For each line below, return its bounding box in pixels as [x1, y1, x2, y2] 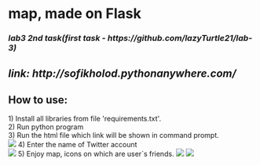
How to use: [8, 93, 68, 106]
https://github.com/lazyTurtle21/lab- [107, 33, 253, 44]
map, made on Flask [8, 5, 141, 23]
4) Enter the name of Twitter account [17, 140, 137, 150]
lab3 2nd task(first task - [8, 33, 106, 44]
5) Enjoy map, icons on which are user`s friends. [17, 150, 174, 159]
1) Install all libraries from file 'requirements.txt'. [8, 114, 162, 124]
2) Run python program [8, 122, 84, 132]
